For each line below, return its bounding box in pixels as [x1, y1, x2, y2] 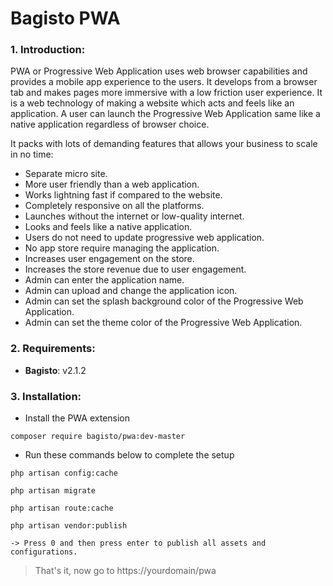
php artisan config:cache [10, 468, 118, 479]
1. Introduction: [10, 43, 86, 57]
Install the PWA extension [24, 412, 131, 424]
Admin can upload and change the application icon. [24, 285, 238, 297]
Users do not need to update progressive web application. [24, 232, 265, 244]
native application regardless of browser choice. [10, 118, 210, 131]
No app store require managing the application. [24, 242, 220, 254]
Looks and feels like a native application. [24, 221, 193, 233]
